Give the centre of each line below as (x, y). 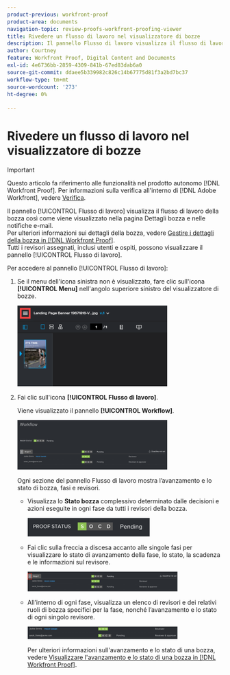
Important (21, 170)
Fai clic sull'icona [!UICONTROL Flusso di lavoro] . (88, 398)
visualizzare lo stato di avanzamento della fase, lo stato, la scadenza (124, 555)
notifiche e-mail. (30, 226)
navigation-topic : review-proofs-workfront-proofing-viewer (95, 29)
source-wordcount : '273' (42, 87)
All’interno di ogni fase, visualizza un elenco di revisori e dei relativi (122, 603)
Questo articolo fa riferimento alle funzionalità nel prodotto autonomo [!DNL (114, 183)
